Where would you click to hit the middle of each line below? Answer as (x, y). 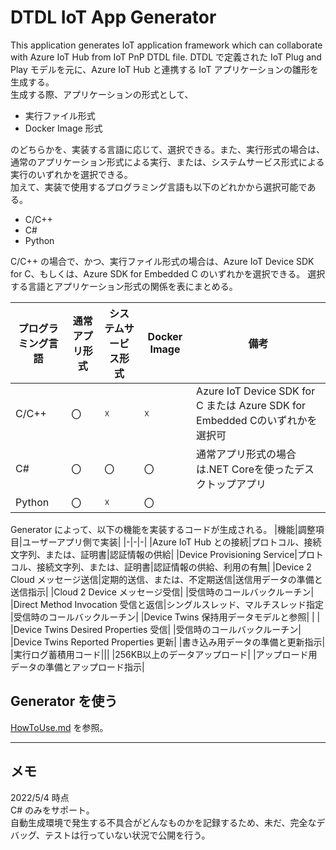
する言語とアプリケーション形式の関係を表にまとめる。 (124, 286)
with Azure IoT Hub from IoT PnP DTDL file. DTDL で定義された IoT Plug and (166, 57)
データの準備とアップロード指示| (77, 667)
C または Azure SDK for (251, 405)
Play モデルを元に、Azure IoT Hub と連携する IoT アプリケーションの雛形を (165, 69)
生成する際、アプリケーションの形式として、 (102, 94)
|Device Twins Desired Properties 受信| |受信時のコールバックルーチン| (156, 629)
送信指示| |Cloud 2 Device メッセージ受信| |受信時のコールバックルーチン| (162, 592)
